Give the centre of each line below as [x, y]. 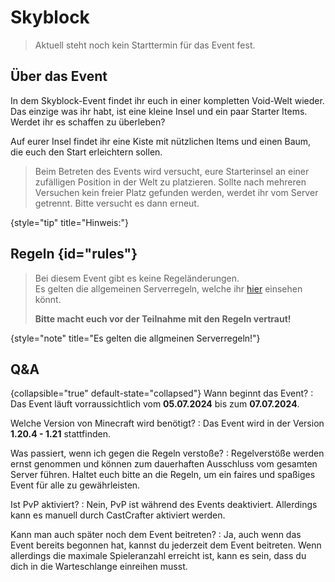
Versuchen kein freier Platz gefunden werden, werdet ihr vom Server [176, 192]
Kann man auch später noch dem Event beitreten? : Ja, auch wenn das [156, 535]
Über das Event [59, 76]
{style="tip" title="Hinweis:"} [69, 222]
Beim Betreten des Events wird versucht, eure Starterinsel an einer [172, 171]
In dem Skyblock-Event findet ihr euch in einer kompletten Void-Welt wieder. [167, 100]
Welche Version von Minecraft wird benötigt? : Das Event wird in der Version [167, 423]
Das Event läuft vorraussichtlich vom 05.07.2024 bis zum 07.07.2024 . [155, 404]
